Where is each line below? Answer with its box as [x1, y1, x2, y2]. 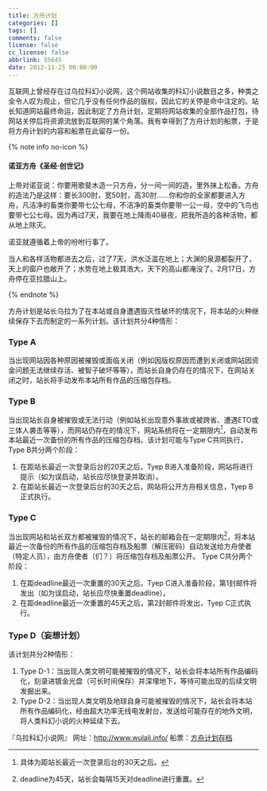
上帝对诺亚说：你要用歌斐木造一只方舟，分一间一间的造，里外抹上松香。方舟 [8, 180, 259, 189]
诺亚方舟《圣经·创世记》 [8, 161, 87, 171]
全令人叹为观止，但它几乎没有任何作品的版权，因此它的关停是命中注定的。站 [8, 96, 259, 106]
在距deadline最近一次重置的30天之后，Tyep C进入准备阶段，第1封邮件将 [19, 579, 257, 588]
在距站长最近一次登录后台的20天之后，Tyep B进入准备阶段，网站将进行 [19, 462, 253, 472]
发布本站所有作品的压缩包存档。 [70, 376, 176, 385]
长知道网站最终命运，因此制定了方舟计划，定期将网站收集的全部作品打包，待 [8, 106, 259, 115]
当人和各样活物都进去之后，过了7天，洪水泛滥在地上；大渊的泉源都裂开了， [8, 254, 256, 263]
